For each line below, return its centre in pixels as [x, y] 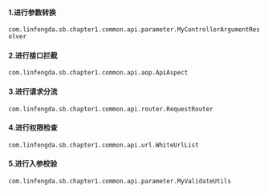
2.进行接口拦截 [33, 55]
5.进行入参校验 [33, 163]
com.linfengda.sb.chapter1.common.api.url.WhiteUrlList [104, 145]
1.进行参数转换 [32, 12]
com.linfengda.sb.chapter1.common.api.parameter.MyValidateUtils [120, 181]
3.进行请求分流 [33, 91]
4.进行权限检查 [33, 127]
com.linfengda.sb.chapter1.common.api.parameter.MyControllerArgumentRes [134, 30]
